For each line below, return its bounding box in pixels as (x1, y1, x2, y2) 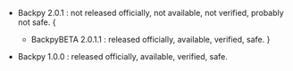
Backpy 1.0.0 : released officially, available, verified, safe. (17, 51, 228, 61)
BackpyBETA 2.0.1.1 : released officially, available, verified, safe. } (30, 35, 271, 44)
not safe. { (17, 17, 56, 28)
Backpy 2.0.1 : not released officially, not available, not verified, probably (17, 8, 284, 18)
